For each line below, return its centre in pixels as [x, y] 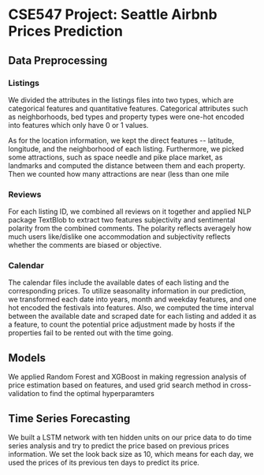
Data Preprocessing [58, 60]
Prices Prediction [66, 31]
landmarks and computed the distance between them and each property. [127, 165]
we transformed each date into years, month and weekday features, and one [132, 299]
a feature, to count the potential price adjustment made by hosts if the [121, 324]
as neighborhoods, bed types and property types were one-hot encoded [126, 117]
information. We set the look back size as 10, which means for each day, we [131, 454]
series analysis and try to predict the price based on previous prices [119, 446]
